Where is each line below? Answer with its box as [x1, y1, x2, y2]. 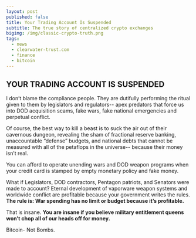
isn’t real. [6, 150, 28, 157]
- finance [11, 52, 35, 58]
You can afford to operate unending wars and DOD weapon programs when [6, 161, 189, 168]
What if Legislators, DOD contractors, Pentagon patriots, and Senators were [6, 179, 190, 186]
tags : [6, 36, 19, 42]
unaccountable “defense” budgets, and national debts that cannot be [6, 137, 173, 144]
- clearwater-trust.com [11, 47, 69, 53]
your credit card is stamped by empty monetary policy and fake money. [6, 168, 179, 175]
